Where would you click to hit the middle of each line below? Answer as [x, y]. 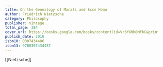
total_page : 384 [21, 28]
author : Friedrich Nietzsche [34, 14]
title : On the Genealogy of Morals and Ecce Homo [56, 9]
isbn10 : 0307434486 [25, 41]
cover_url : [16, 32]
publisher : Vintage [25, 23]
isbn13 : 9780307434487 [28, 46]
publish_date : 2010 [25, 37]
